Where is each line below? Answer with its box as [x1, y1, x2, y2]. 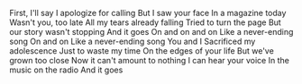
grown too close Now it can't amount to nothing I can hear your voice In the [9, 55, 290, 65]
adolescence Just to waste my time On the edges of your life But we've [9, 46, 275, 56]
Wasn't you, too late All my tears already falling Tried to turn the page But [9, 17, 281, 28]
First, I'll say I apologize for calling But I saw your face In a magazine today [9, 8, 287, 18]
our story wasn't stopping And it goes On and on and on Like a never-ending [9, 27, 294, 37]
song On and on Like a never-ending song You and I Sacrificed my [9, 36, 256, 46]
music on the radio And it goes [9, 64, 124, 75]
